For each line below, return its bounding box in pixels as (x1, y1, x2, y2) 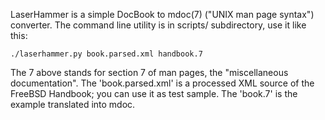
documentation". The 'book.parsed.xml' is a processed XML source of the (10, 77, 315, 89)
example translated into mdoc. (10, 99, 136, 110)
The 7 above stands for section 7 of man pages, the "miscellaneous (10, 67, 289, 78)
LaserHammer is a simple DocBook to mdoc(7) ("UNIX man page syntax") (10, 9, 315, 20)
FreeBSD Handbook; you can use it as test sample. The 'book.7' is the (10, 88, 298, 99)
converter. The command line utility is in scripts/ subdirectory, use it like (10, 19, 307, 31)
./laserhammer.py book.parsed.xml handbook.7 (10, 49, 203, 59)
